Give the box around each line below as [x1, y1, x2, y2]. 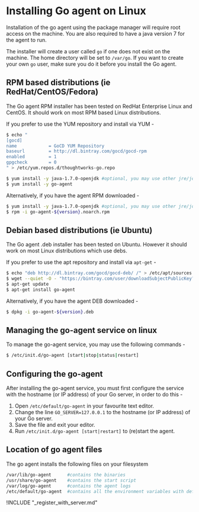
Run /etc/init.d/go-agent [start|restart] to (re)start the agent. [14, 428, 175, 435]
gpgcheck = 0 [6, 159, 57, 165]
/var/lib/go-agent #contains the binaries [6, 472, 126, 478]
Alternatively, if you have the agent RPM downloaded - [6, 191, 140, 199]
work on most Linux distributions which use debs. [6, 247, 127, 254]
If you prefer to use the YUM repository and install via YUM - [6, 120, 155, 127]
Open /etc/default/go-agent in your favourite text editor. [14, 402, 155, 409]
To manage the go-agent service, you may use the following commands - [6, 341, 185, 348]
